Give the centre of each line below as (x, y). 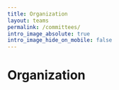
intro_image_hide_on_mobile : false (60, 40)
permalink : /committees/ (44, 27)
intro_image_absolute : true (49, 34)
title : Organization (38, 14)
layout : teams (28, 21)
